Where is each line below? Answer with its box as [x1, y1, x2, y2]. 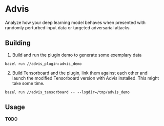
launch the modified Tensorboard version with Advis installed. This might [12, 75, 159, 81]
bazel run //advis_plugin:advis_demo [5, 61, 82, 66]
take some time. [12, 80, 45, 86]
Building [5, 39, 31, 47]
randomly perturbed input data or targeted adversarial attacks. [5, 24, 131, 30]
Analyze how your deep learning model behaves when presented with [5, 20, 145, 25]
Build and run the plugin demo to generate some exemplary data [12, 52, 142, 58]
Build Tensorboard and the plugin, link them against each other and [12, 70, 148, 76]
